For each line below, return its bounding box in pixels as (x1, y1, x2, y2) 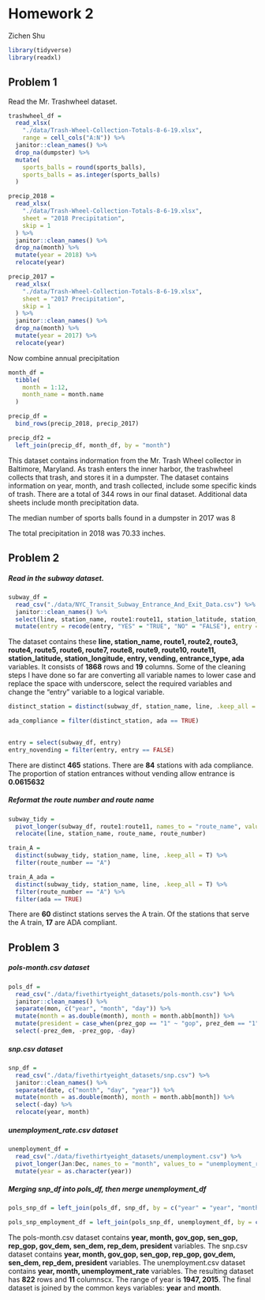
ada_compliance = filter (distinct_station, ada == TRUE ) (8, 717, 200, 725)
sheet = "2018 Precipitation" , (22, 214, 125, 222)
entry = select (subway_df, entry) (8, 738, 122, 746)
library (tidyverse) (8, 46, 73, 54)
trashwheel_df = (8, 112, 62, 119)
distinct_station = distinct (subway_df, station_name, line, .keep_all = (8, 703, 256, 711)
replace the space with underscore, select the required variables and (8, 679, 233, 688)
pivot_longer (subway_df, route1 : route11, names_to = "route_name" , (15, 822, 242, 831)
